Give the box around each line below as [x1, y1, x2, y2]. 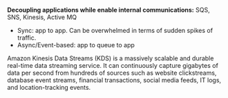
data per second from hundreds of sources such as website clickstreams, [7, 69, 217, 77]
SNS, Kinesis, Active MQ [7, 13, 77, 21]
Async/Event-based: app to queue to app [17, 41, 135, 49]
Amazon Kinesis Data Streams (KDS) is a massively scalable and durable [7, 54, 214, 62]
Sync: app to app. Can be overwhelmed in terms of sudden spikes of [17, 27, 213, 34]
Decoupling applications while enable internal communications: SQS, [7, 6, 210, 14]
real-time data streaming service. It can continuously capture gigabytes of [7, 62, 219, 69]
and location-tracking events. [7, 84, 91, 91]
